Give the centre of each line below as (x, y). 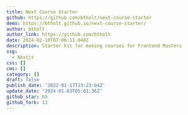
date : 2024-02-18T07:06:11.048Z (47, 40)
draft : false (23, 80)
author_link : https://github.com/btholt (59, 35)
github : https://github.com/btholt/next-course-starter (79, 18)
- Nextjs (23, 57)
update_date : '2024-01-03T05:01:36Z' (55, 91)
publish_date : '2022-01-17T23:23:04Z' (56, 86)
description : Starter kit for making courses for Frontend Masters (94, 46)
